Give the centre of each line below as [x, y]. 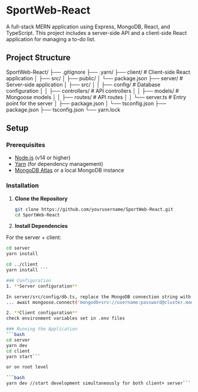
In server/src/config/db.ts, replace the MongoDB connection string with [99, 297]
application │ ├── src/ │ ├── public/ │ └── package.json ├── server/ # [95, 78]
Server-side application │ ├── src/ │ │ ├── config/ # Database [83, 84]
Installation [23, 185]
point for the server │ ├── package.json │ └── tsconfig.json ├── [86, 103]
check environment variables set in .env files [66, 318]
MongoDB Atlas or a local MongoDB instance [69, 170]
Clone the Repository [41, 198]
